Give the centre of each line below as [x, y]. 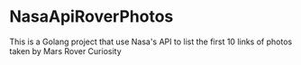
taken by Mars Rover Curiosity [65, 51]
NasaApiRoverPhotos [91, 17]
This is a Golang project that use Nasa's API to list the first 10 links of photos [151, 42]
